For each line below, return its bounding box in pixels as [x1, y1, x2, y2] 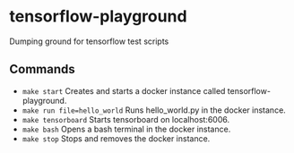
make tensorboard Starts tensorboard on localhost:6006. [22, 114, 230, 124]
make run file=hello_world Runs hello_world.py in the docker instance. [22, 105, 287, 115]
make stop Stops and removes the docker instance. [22, 132, 211, 144]
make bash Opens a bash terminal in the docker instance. [22, 123, 231, 134]
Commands [9, 62, 76, 77]
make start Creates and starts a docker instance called [22, 85, 226, 96]
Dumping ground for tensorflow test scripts [9, 36, 169, 47]
